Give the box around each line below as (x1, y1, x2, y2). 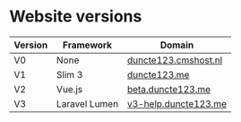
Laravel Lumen (56, 97, 119, 109)
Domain (159, 39, 194, 51)
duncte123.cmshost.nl (126, 54, 223, 66)
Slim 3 (56, 68, 83, 81)
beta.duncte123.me (126, 83, 211, 95)
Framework (62, 39, 113, 51)
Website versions (9, 6, 142, 27)
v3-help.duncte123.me (126, 97, 227, 109)
